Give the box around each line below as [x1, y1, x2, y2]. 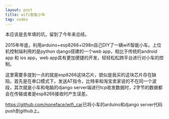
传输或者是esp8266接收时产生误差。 [14, 91, 90, 97]
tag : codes [5, 17, 28, 22]
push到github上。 [5, 108, 42, 114]
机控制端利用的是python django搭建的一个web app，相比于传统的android [5, 49, 157, 55]
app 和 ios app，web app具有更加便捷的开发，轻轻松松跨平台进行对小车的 [5, 55, 159, 61]
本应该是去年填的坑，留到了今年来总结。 [5, 31, 89, 37]
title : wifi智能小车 [5, 12, 45, 17]
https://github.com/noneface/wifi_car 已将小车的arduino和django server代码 [5, 102, 163, 108]
